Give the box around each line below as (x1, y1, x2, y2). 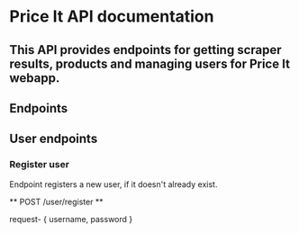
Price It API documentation (9, 6, 214, 27)
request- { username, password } (9, 213, 133, 224)
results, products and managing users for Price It (9, 56, 291, 71)
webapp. (9, 70, 60, 85)
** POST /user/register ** (9, 196, 104, 207)
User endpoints (9, 131, 98, 147)
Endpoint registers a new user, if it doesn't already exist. (9, 178, 218, 190)
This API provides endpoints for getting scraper (9, 42, 282, 58)
